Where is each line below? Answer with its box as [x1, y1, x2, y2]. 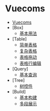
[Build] [12, 88, 26, 94]
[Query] [12, 66, 28, 72]
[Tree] [12, 77, 25, 83]
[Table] [12, 36, 27, 42]
